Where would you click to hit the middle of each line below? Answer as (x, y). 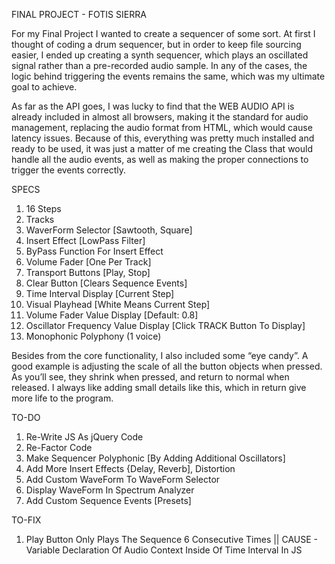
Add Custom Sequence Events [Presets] (108, 500)
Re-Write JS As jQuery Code (84, 437)
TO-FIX (26, 520)
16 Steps (43, 208)
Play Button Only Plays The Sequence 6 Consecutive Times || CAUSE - (171, 539)
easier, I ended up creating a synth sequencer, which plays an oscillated (160, 55)
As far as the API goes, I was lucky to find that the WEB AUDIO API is (153, 106)
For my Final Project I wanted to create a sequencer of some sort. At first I (163, 33)
